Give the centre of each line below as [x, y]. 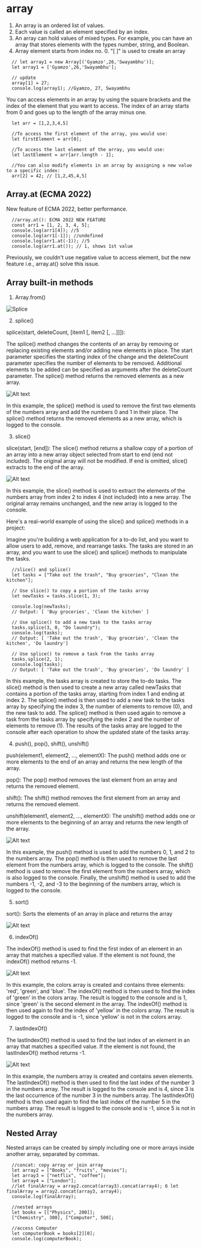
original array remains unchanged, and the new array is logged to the [92, 503]
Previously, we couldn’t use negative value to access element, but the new [99, 257]
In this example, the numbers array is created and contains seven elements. [100, 1076]
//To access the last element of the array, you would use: [88, 149]
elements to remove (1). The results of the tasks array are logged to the [94, 725]
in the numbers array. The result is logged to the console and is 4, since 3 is [100, 1089]
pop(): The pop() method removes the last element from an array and [92, 780]
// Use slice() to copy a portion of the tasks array [80, 591]
